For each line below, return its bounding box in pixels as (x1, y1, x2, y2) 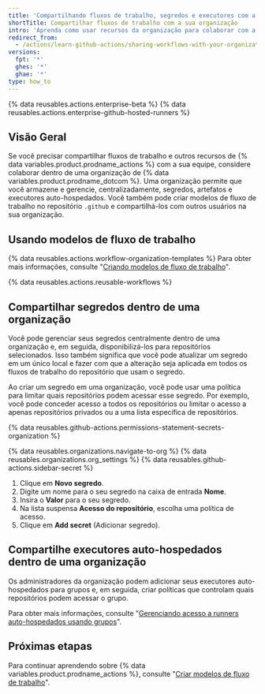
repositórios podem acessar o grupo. (8, 593, 129, 603)
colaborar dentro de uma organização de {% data (8, 168, 170, 177)
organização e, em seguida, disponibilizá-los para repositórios (8, 341, 211, 351)
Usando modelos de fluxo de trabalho (8, 233, 196, 246)
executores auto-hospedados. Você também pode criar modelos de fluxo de (8, 193, 257, 203)
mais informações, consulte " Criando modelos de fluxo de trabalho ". (8, 262, 231, 272)
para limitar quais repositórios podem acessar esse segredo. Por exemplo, (8, 390, 250, 400)
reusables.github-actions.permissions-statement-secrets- (35, 423, 225, 432)
